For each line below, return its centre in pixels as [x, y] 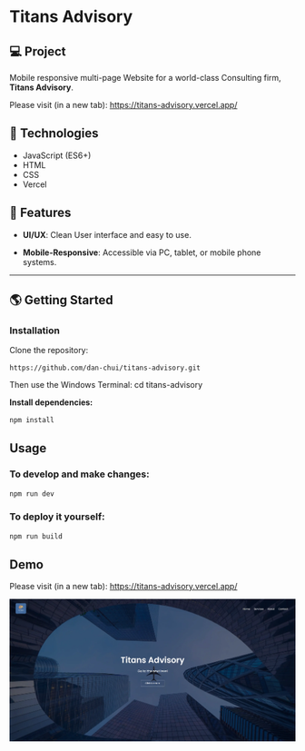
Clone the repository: [49, 351]
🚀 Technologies [54, 133]
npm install [32, 420]
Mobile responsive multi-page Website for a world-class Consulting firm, [145, 78]
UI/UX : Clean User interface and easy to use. [107, 234]
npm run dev [32, 494]
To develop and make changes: [79, 474]
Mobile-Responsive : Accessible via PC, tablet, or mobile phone [142, 252]
